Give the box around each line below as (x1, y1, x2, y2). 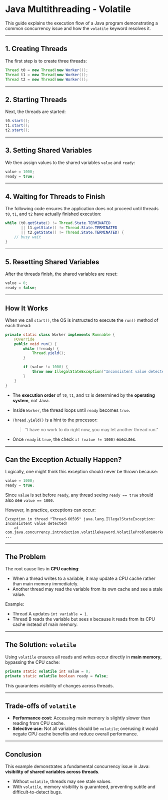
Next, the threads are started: (5, 109, 66, 115)
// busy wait (14, 234, 41, 240)
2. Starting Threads (5, 95, 67, 104)
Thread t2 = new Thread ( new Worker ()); (5, 77, 88, 82)
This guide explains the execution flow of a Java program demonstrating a (5, 20, 158, 26)
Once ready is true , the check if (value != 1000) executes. (12, 436, 136, 442)
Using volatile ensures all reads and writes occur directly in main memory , (5, 654, 162, 660)
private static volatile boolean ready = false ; (5, 673, 108, 678)
